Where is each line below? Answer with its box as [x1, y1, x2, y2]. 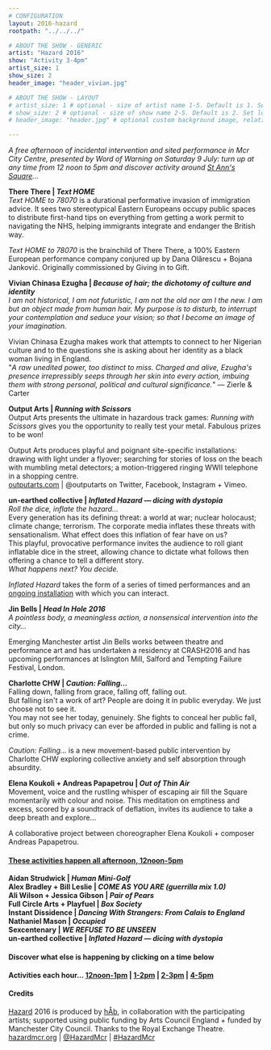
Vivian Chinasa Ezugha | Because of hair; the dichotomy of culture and [8, 278, 252, 288]
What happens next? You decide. [8, 564, 119, 574]
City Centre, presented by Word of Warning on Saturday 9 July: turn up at [8, 154, 254, 164]
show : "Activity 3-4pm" [8, 57, 89, 65]
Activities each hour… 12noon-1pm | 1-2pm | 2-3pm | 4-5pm [8, 970, 214, 980]
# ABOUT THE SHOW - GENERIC [8, 41, 103, 49]
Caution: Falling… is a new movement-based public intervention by [8, 745, 231, 756]
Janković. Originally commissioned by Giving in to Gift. [8, 263, 190, 272]
